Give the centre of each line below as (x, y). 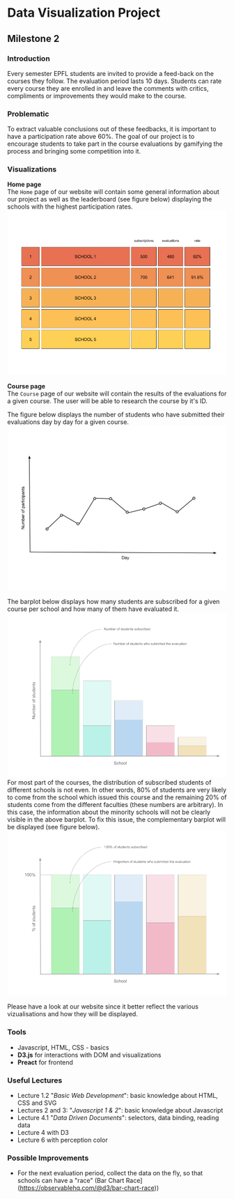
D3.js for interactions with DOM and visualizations (89, 1055)
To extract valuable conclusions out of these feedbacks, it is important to (112, 129)
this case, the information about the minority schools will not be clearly (109, 812)
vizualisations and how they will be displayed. (72, 1014)
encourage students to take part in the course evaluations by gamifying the (115, 144)
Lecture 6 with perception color (62, 1140)
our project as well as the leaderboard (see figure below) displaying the (110, 199)
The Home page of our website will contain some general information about (113, 192)
